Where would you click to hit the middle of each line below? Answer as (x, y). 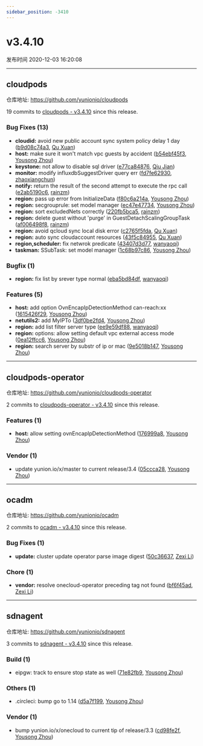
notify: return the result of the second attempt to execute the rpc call (101, 186)
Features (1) (24, 420)
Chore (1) (20, 572)
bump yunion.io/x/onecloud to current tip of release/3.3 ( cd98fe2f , (98, 730)
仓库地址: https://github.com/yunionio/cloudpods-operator (79, 393)
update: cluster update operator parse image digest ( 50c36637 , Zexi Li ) (105, 556)
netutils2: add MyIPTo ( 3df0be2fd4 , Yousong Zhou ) (80, 321)
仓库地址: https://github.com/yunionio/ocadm (63, 515)
